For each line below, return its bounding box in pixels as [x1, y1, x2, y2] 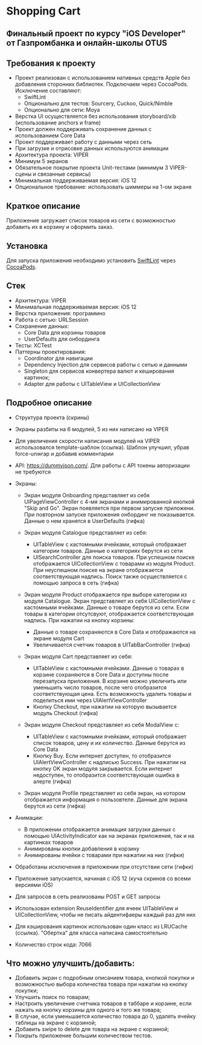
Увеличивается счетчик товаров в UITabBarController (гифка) [33, 641, 191, 648]
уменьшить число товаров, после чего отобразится [33, 684, 167, 691]
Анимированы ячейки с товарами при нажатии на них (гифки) [24, 851, 185, 858]
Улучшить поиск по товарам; [14, 994, 90, 1001]
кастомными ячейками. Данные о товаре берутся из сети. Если [24, 603, 189, 611]
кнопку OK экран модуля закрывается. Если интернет [33, 765, 173, 772]
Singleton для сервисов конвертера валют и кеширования [24, 367, 174, 375]
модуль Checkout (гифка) [33, 709, 98, 716]
